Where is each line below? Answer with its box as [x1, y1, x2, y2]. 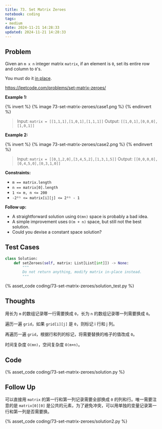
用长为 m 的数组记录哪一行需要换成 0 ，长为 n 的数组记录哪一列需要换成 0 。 [5, 310, 153, 317]
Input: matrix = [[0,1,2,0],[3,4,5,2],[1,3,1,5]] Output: [16, 156, 133, 162]
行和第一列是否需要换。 [5, 409, 52, 414]
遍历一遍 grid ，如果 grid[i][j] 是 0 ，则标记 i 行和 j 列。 [5, 321, 117, 327]
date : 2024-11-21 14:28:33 [5, 25, 60, 30]
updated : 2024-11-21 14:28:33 [5, 30, 66, 35]
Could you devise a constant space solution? [12, 229, 102, 235]
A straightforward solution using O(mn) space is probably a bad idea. [12, 213, 149, 219]
